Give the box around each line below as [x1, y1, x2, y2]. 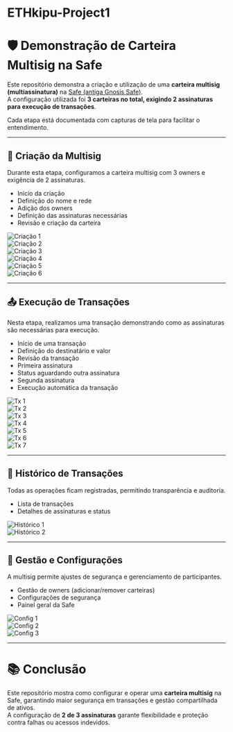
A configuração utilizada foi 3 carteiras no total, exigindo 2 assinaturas [7, 95, 214, 103]
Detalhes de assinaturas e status [17, 507, 111, 515]
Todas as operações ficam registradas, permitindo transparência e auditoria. [7, 486, 226, 494]
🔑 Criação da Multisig [7, 150, 102, 162]
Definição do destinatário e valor [17, 346, 111, 355]
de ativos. [7, 704, 35, 712]
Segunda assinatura [17, 376, 75, 384]
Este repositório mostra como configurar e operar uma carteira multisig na [7, 689, 222, 697]
